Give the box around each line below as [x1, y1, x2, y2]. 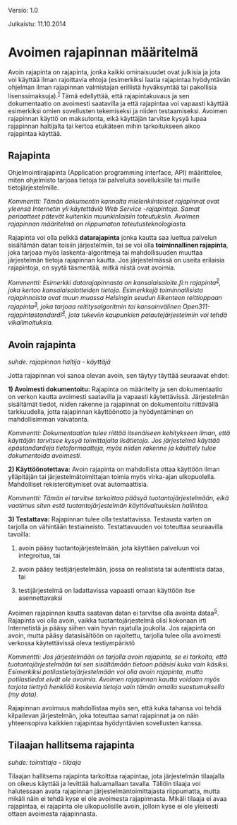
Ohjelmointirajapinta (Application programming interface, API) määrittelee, [8, 168, 223, 177]
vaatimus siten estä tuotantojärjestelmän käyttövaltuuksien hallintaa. [8, 502, 209, 510]
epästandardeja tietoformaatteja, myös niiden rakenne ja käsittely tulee [8, 444, 217, 452]
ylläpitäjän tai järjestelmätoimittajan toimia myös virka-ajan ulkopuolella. [8, 473, 216, 481]
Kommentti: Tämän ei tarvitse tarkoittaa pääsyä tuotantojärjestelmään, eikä [8, 494, 229, 502]
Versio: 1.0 [8, 6, 38, 14]
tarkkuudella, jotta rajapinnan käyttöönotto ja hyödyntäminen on [8, 408, 193, 416]
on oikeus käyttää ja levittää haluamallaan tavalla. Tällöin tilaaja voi [8, 779, 201, 787]
